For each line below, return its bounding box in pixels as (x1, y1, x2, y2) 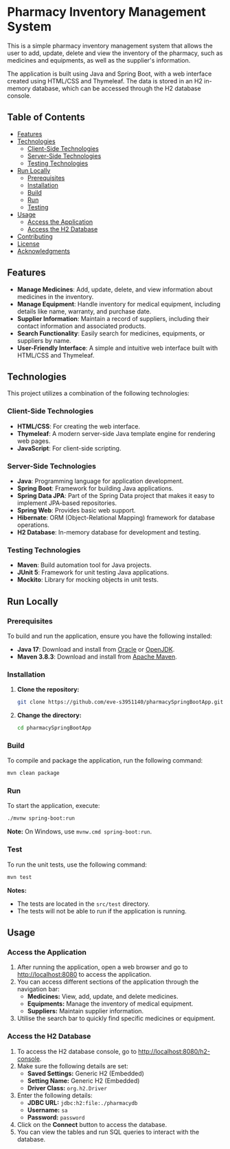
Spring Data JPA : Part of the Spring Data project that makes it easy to (16, 491, 215, 499)
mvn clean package (7, 769, 60, 777)
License (16, 239, 40, 248)
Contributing (16, 232, 53, 240)
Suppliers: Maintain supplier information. (27, 1007, 144, 1015)
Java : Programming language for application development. (16, 477, 184, 485)
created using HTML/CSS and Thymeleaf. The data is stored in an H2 (7, 76, 203, 85)
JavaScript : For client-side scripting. (16, 444, 122, 452)
